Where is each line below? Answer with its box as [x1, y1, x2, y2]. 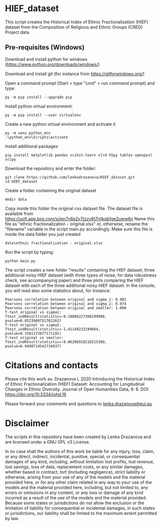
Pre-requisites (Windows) [5, 43, 85, 51]
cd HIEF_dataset [5, 179, 38, 184]
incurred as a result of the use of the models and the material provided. [5, 494, 147, 500]
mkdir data [5, 197, 27, 202]
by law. [5, 515, 19, 521]
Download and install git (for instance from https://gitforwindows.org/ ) [5, 71, 145, 77]
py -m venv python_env [5, 131, 51, 135]
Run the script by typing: [5, 249, 54, 255]
